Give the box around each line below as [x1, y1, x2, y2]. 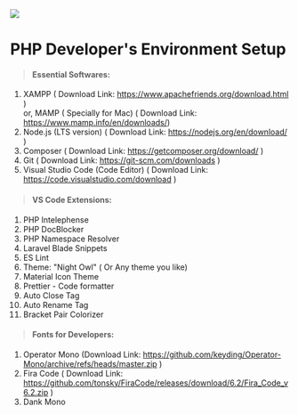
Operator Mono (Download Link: [22, 349, 141, 360]
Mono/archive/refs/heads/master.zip [22, 358, 158, 369]
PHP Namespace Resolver [22, 233, 120, 244]
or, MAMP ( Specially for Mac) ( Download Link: [22, 108, 197, 118]
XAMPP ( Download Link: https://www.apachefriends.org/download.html [22, 89, 289, 100]
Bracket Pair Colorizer [22, 309, 104, 320]
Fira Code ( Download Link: [22, 368, 124, 378]
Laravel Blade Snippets [22, 242, 108, 253]
